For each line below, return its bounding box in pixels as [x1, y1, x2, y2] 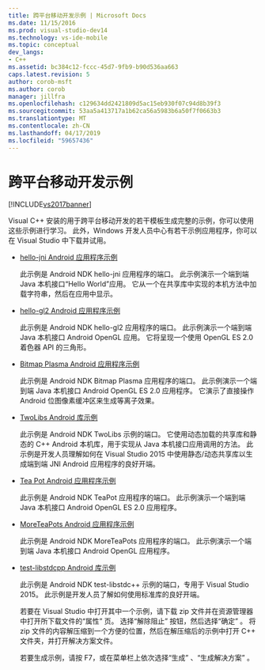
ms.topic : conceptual [8, 41, 80, 49]
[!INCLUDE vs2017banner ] [8, 199, 93, 210]
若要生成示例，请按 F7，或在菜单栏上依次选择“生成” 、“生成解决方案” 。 [19, 653, 255, 663]
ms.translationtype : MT [8, 115, 87, 123]
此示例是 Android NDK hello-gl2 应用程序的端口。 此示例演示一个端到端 [19, 323, 252, 332]
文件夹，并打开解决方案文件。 [19, 636, 117, 645]
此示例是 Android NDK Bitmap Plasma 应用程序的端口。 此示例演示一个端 [19, 377, 257, 386]
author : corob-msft [8, 78, 73, 85]
